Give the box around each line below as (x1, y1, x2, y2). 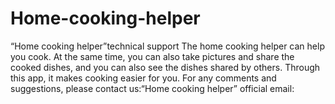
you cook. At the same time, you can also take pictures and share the (10, 50, 295, 62)
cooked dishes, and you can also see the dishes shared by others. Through (10, 61, 321, 73)
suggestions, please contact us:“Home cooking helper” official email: (10, 82, 295, 94)
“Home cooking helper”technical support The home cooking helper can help (10, 40, 325, 52)
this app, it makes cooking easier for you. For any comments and (10, 72, 277, 84)
